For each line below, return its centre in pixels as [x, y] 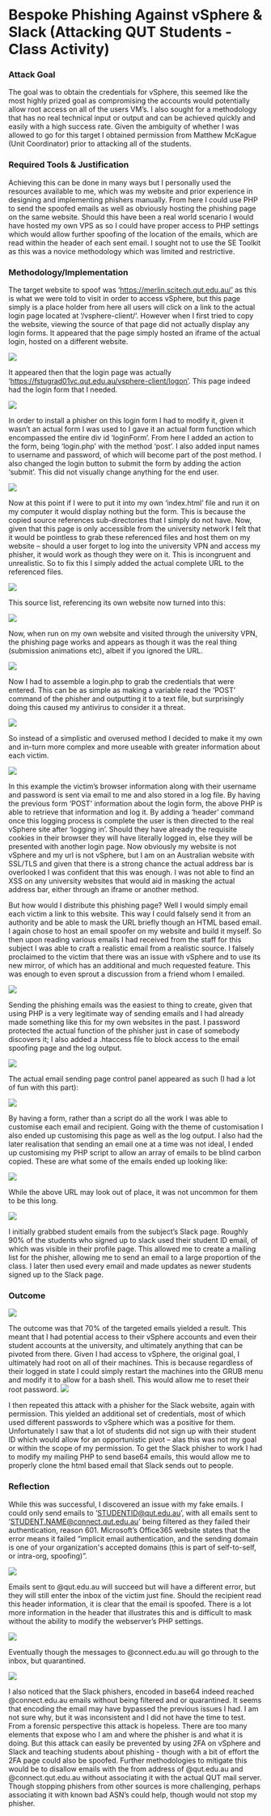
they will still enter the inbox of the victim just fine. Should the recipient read [135, 1595]
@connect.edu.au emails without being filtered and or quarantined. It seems [135, 1700]
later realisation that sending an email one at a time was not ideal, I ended [131, 1144]
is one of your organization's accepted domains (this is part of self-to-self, [132, 1547]
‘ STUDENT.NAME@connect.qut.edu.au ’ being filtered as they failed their [129, 1521]
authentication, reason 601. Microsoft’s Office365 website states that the [129, 1530]
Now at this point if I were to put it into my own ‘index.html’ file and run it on [134, 503]
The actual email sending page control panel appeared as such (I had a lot [132, 1079]
